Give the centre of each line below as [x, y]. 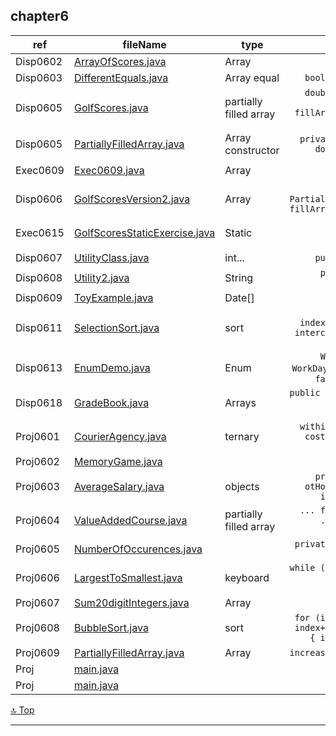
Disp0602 [39, 61]
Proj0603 [37, 486]
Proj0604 [37, 520]
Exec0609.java [109, 170]
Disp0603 [39, 77]
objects [242, 486]
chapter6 [40, 16]
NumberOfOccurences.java [138, 549]
